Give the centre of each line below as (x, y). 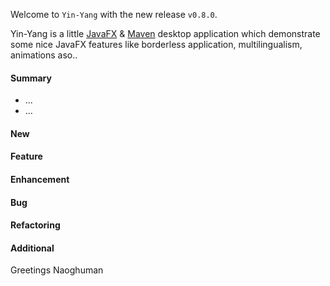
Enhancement (40, 179)
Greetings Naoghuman (57, 270)
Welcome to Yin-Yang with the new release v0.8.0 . (114, 14)
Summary (31, 78)
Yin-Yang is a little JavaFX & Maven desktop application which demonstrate (165, 33)
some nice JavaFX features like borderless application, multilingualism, (156, 44)
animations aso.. (44, 55)
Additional (32, 248)
